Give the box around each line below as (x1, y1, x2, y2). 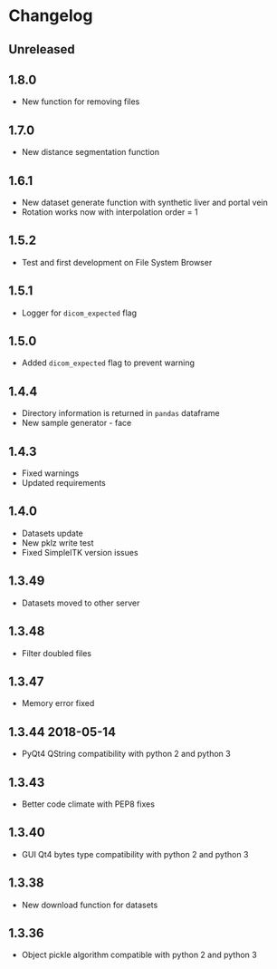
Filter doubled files (21, 647, 92, 658)
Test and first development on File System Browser (21, 257, 213, 267)
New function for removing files (21, 96, 140, 107)
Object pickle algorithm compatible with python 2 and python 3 (21, 949, 257, 961)
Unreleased (8, 42, 76, 57)
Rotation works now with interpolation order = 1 (21, 207, 198, 218)
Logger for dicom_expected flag (21, 307, 138, 318)
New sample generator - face (21, 418, 132, 429)
